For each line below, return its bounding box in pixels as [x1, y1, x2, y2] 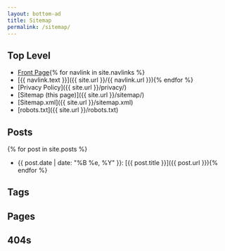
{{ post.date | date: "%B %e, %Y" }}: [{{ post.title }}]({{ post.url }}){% [17, 159, 218, 166]
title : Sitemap [7, 17, 52, 24]
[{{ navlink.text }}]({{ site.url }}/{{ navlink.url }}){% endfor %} [17, 75, 194, 85]
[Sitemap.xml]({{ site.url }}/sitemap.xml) [17, 98, 134, 106]
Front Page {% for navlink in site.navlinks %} [17, 68, 146, 77]
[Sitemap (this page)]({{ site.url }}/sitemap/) [17, 91, 145, 99]
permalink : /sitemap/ [7, 23, 71, 30]
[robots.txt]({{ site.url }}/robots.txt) [17, 106, 119, 114]
